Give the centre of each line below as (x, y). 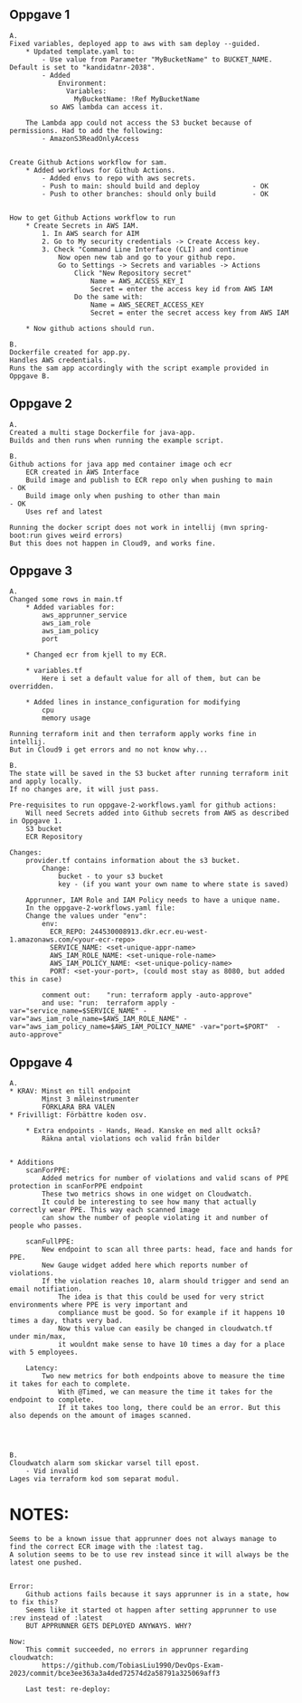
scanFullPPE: (50, 1242)
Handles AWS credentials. (58, 360)
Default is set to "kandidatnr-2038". (82, 67)
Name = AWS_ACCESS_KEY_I (137, 281)
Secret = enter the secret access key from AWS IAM (189, 312)
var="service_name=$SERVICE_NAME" (75, 1011)
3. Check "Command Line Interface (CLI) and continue (145, 249)
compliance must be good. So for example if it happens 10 (171, 1313)
